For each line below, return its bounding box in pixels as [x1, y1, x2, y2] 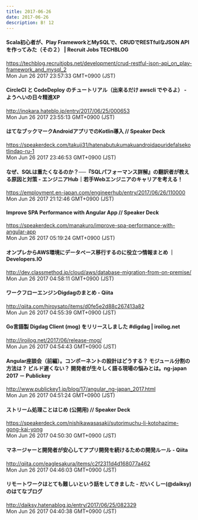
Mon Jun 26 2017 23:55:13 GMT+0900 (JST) [6, 113, 115, 121]
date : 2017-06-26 [6, 14, 49, 20]
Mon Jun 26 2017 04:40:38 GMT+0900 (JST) [6, 508, 117, 515]
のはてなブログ [6, 488, 43, 495]
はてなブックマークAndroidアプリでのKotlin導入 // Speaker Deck [6, 128, 165, 135]
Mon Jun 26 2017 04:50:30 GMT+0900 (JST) [6, 432, 116, 439]
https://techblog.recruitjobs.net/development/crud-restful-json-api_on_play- [6, 60, 192, 67]
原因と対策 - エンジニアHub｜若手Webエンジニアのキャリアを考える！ [11, 175, 183, 183]
